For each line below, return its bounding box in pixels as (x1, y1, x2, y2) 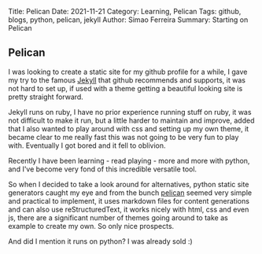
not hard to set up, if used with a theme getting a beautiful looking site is (8, 83, 243, 93)
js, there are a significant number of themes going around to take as (8, 212, 228, 223)
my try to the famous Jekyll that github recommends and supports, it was (8, 75, 246, 85)
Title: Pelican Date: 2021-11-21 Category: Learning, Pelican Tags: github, (8, 7, 242, 16)
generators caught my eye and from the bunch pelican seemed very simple (8, 188, 253, 197)
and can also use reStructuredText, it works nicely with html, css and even (8, 204, 249, 214)
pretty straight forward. (8, 92, 84, 101)
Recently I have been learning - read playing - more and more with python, (8, 156, 250, 165)
